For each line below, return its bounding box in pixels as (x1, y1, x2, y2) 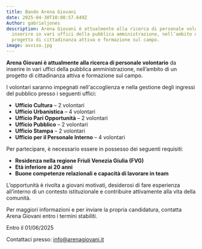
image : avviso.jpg (6, 43, 52, 49)
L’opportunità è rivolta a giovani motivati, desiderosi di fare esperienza (6, 181, 180, 189)
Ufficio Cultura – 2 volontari (14, 101, 85, 109)
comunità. (6, 194, 31, 201)
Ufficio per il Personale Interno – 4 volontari (14, 133, 125, 140)
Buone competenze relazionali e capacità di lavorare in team (14, 169, 169, 177)
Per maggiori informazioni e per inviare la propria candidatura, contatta (6, 206, 182, 213)
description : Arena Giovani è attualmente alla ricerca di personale (6, 25, 185, 32)
